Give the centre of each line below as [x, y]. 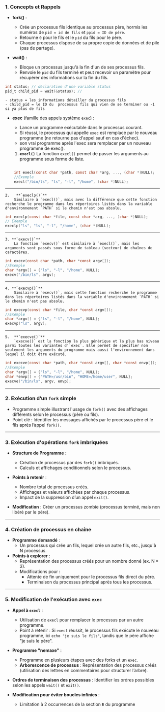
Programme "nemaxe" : [37, 650]
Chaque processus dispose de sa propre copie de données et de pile [89, 43]
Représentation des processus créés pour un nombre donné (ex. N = [89, 561]
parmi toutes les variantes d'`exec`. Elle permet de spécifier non [77, 346]
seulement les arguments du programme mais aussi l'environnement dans [80, 350]
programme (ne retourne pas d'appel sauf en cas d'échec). [80, 138]
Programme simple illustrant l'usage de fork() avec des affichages [80, 409]
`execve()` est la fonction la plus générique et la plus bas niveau [87, 341]
